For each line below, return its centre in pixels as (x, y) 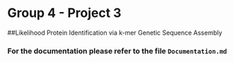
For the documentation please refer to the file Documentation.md (117, 51)
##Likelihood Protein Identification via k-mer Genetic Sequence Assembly (115, 33)
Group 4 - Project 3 (64, 13)
